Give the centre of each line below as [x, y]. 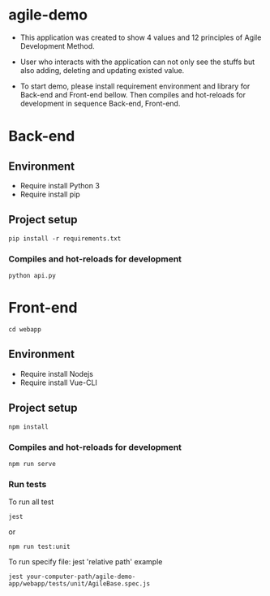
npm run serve [32, 464]
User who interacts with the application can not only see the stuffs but [137, 62]
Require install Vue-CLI [58, 382]
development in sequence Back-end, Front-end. [100, 103]
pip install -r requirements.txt [65, 238]
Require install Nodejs [56, 374]
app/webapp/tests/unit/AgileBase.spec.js [79, 584]
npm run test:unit [39, 547]
